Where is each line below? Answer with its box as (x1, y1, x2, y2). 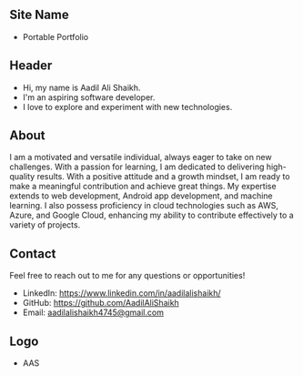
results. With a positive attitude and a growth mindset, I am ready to (36, 171, 290, 182)
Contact (9, 246, 56, 261)
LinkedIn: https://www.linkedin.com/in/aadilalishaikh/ (22, 288, 221, 299)
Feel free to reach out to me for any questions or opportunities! (9, 270, 246, 281)
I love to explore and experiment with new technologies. (22, 101, 233, 112)
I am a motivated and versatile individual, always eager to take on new (9, 152, 272, 163)
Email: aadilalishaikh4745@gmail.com (22, 307, 164, 318)
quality (9, 171, 35, 182)
